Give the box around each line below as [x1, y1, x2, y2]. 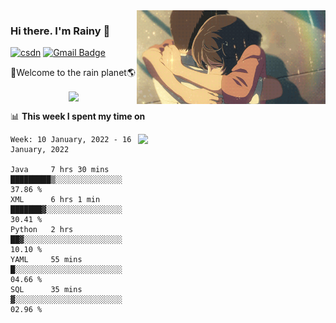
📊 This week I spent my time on [10, 110, 146, 123]
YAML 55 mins [10, 255, 83, 265]
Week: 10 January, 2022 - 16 [10, 135, 132, 145]
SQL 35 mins [10, 285, 83, 295]
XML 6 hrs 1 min [10, 195, 101, 205]
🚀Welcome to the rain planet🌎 [10, 67, 136, 79]
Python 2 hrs [10, 225, 74, 235]
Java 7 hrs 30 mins [10, 165, 110, 175]
